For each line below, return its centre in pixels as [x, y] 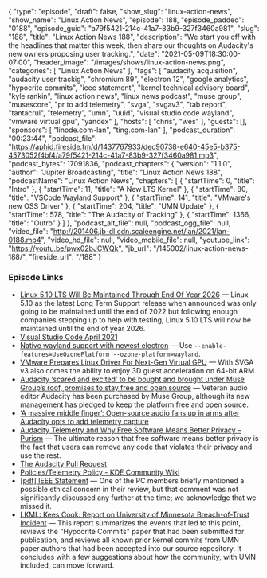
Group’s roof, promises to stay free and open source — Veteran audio [134, 388]
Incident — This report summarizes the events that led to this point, [130, 523]
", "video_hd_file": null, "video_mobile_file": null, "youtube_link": [145, 240]
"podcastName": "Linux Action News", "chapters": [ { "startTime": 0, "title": [132, 181]
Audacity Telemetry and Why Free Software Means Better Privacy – [130, 430]
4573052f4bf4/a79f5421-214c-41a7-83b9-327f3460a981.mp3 [111, 155]
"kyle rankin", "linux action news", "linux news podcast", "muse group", [125, 96]
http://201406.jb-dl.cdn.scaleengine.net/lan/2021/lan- [141, 231]
